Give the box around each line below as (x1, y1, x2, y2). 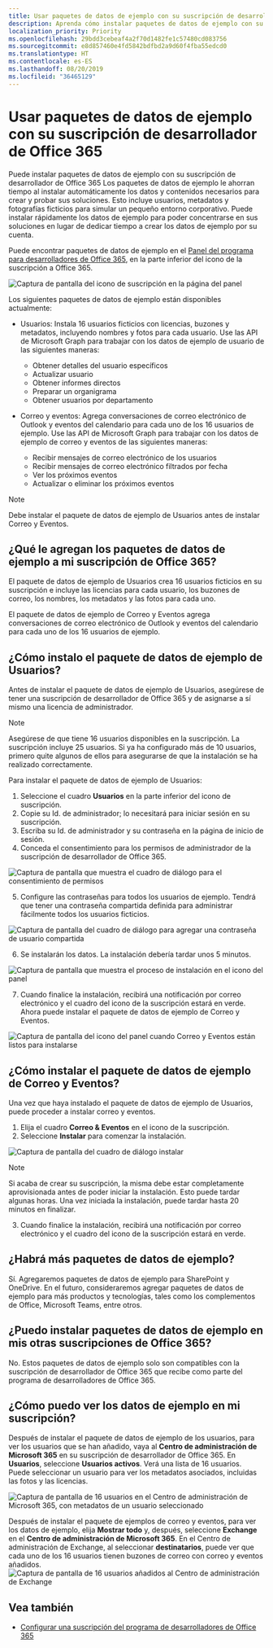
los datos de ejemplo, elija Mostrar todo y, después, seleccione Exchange (8, 1525, 258, 1535)
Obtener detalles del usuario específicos (32, 360, 168, 370)
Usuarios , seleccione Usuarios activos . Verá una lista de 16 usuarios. (8, 1459, 242, 1469)
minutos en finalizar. (8, 1204, 76, 1214)
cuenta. (8, 230, 34, 239)
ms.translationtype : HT (8, 50, 89, 58)
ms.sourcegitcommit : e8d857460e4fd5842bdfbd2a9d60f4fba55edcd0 (8, 42, 227, 50)
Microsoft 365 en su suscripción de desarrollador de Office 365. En (8, 1450, 236, 1460)
